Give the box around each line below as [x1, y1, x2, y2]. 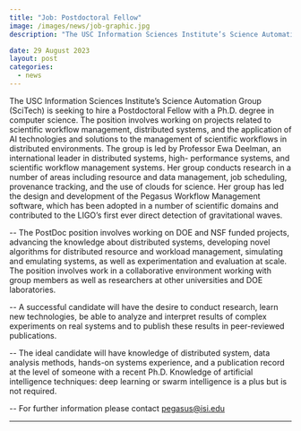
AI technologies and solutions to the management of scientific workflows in [9, 134, 288, 144]
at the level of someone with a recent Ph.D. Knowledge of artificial [9, 366, 254, 377]
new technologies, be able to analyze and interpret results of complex [9, 311, 267, 322]
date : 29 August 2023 [9, 46, 90, 55]
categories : [9, 63, 54, 72]
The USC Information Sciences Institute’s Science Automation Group [9, 95, 262, 106]
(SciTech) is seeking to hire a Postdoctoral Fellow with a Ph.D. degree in [9, 105, 275, 116]
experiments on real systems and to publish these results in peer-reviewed [9, 320, 285, 332]
